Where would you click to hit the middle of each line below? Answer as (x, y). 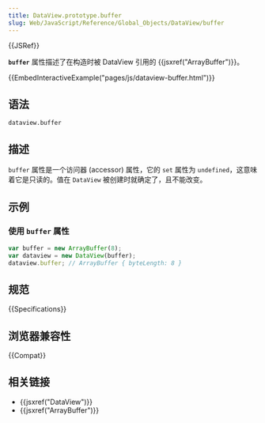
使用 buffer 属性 (39, 232)
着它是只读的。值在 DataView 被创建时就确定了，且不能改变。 (108, 179)
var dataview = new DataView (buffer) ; (72, 255)
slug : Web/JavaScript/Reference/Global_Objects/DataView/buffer (116, 23)
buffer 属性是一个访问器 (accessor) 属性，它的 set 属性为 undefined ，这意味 (133, 170)
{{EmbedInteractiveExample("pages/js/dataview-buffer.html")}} (112, 77)
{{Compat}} (27, 356)
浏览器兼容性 (40, 336)
